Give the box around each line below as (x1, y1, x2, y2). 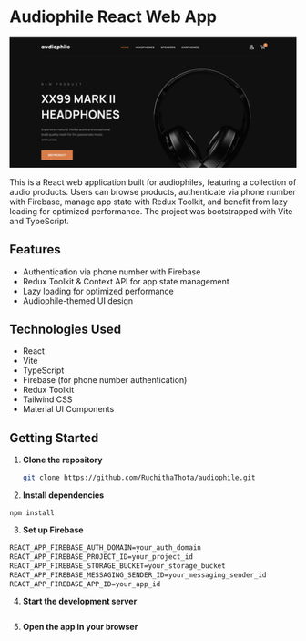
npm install (9, 509, 55, 518)
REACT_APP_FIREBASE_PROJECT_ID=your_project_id (9, 553, 194, 562)
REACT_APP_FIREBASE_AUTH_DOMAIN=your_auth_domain (9, 543, 202, 553)
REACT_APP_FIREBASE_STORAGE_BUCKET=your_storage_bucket (9, 562, 226, 571)
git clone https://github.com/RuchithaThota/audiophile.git (22, 473, 256, 482)
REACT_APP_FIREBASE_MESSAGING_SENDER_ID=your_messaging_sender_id (9, 571, 267, 580)
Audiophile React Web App (9, 6, 217, 27)
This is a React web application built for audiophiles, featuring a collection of (9, 176, 297, 188)
